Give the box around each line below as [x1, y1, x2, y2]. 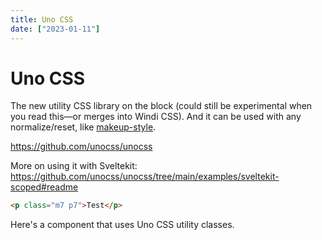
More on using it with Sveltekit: [10, 160, 138, 172]
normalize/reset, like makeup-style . [10, 121, 157, 133]
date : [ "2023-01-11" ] [10, 24, 101, 34]
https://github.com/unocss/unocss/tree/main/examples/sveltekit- [10, 171, 280, 183]
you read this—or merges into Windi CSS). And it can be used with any [10, 111, 302, 123]
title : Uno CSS [10, 14, 74, 25]
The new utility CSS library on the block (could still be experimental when [10, 100, 313, 112]
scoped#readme [10, 181, 79, 193]
